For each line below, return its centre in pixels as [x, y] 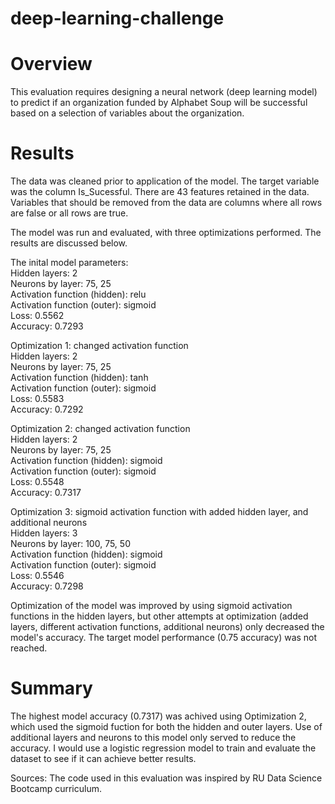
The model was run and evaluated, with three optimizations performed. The [166, 233]
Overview [51, 64]
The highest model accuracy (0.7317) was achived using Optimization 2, [158, 716]
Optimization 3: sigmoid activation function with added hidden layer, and [159, 512]
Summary [51, 688]
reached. [29, 648]
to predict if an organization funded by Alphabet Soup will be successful [159, 103]
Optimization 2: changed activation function [100, 429]
